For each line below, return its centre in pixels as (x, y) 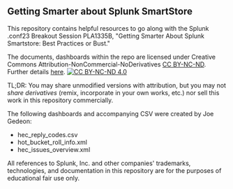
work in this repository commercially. (60, 100)
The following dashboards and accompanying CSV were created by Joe (111, 113)
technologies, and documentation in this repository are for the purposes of (114, 170)
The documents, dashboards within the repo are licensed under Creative (112, 57)
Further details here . (36, 71)
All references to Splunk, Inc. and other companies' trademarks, (99, 163)
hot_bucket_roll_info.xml (52, 142)
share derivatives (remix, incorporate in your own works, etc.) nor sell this (113, 92)
